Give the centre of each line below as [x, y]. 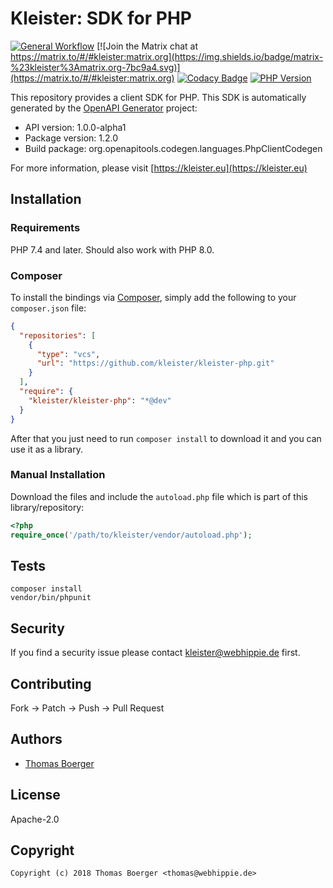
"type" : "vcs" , [68, 354]
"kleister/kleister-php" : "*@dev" [100, 400]
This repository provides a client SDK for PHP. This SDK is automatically [158, 97]
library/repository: [47, 507]
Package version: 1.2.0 [71, 138]
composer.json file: [48, 308]
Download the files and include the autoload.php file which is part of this [159, 496]
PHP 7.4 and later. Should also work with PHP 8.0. [112, 249]
